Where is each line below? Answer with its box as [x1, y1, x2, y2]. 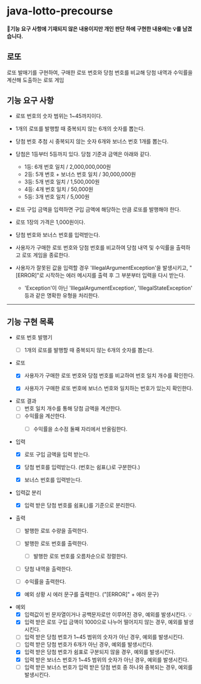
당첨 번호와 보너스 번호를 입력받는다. [15, 232, 100, 239]
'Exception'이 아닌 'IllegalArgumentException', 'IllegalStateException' [24, 284, 193, 291]
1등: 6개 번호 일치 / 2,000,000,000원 [24, 163, 112, 171]
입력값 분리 [15, 489, 42, 496]
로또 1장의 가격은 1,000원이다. [15, 218, 86, 226]
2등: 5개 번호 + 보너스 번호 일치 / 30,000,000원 [24, 171, 136, 178]
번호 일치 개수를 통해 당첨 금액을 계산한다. [24, 405, 122, 412]
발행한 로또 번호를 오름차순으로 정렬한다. [33, 552, 128, 560]
